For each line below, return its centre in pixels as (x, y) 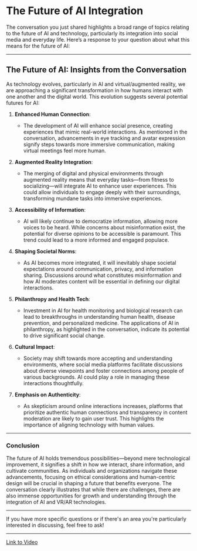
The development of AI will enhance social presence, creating (98, 125)
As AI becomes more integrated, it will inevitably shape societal (100, 262)
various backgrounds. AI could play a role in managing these (96, 377)
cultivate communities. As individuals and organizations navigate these (92, 471)
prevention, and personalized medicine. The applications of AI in (101, 323)
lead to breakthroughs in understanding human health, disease (99, 316)
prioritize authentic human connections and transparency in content (105, 412)
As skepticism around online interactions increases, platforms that (103, 406)
